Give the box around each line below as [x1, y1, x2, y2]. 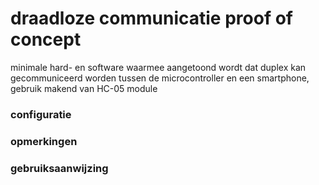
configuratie [10, 107, 72, 121]
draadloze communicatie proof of [10, 7, 293, 30]
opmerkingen [10, 134, 78, 148]
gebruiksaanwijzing [10, 161, 109, 175]
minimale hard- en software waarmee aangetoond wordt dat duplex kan [10, 61, 307, 73]
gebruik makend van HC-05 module [10, 82, 158, 94]
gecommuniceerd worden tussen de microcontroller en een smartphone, [10, 72, 310, 84]
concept [10, 28, 82, 51]
